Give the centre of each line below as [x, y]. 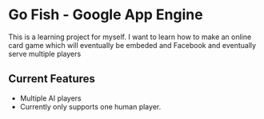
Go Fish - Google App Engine [106, 15]
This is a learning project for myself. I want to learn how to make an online [130, 37]
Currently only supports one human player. [90, 106]
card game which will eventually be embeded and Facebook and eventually [132, 45]
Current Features [52, 79]
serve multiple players [45, 54]
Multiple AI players [50, 98]
